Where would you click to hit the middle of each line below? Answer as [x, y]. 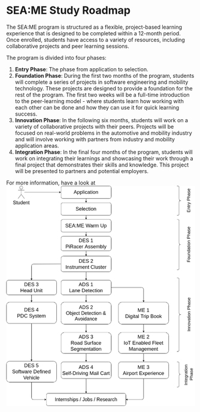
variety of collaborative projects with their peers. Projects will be [94, 126]
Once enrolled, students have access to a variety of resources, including [96, 40]
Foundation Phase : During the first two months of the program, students [104, 75]
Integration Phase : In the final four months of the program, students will [104, 152]
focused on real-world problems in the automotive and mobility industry [104, 133]
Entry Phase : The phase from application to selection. [81, 69]
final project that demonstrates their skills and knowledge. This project [102, 165]
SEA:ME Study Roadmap [68, 10]
